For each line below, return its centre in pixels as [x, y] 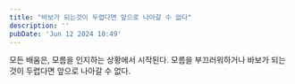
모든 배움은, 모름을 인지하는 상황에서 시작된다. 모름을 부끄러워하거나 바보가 [139, 60]
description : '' [39, 26]
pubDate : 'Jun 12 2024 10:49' [66, 34]
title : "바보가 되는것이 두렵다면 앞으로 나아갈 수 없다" [101, 17]
